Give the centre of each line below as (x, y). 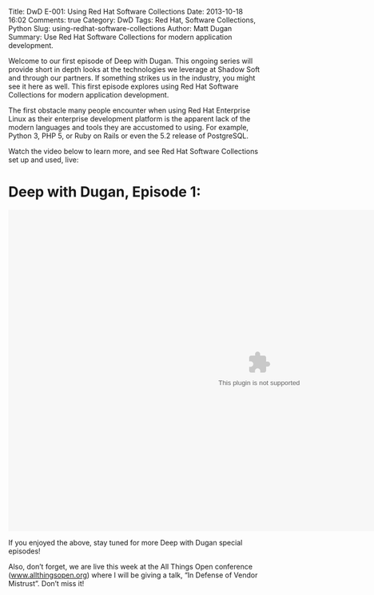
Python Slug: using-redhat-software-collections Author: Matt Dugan (120, 28)
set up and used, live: (44, 160)
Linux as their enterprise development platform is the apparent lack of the (129, 119)
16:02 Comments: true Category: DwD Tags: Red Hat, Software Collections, (132, 20)
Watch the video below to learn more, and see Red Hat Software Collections (133, 151)
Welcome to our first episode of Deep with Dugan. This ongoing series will (131, 61)
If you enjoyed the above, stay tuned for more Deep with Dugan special (125, 542)
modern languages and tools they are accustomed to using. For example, (129, 127)
